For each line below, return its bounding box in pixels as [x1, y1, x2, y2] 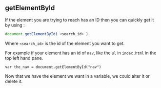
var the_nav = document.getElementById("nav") [5, 65, 101, 69]
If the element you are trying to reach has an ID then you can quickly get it [5, 17, 154, 22]
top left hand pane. [5, 55, 43, 61]
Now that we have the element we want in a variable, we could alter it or [5, 73, 150, 79]
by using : [5, 22, 25, 28]
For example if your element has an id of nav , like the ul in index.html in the [5, 50, 157, 56]
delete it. [5, 78, 23, 84]
